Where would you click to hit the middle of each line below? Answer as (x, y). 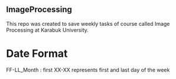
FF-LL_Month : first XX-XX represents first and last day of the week (88, 70)
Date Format (37, 54)
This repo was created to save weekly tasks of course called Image (88, 23)
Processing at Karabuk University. (47, 30)
